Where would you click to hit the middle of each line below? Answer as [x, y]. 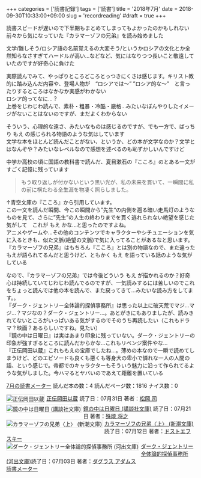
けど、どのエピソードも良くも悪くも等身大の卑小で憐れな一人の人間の [103, 358]
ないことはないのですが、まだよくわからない [72, 114]
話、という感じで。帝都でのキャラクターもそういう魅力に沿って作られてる [98, 365]
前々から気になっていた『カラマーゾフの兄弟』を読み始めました [85, 35]
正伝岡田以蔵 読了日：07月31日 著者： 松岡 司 [102, 398]
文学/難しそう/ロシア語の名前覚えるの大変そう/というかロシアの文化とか [96, 48]
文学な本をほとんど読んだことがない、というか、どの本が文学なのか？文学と [101, 141]
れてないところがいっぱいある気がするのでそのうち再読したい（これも [93, 320]
